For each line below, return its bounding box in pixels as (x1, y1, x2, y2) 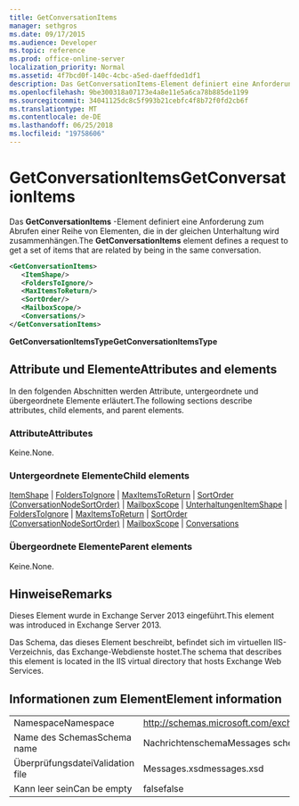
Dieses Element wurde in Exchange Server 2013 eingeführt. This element (9, 611, 274, 621)
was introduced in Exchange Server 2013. (9, 619, 162, 630)
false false (142, 783, 184, 795)
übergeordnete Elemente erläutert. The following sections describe (9, 395, 253, 406)
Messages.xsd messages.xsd (142, 762, 264, 775)
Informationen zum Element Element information (9, 691, 282, 706)
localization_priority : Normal (9, 63, 125, 72)
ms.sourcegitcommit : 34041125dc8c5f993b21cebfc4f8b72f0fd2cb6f (9, 96, 249, 105)
